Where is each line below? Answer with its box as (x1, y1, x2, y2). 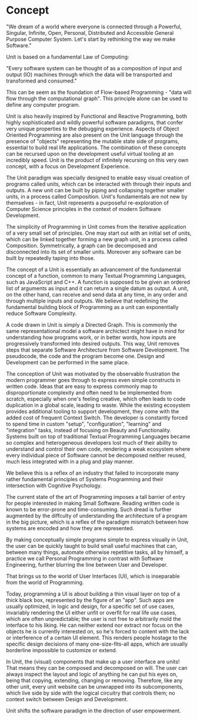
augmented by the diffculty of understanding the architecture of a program (6, 512, 187, 519)
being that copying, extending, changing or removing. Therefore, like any (6, 676, 183, 684)
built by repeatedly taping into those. (6, 254, 95, 261)
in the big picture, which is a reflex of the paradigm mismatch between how (6, 518, 189, 525)
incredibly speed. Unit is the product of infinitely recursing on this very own (6, 156, 189, 163)
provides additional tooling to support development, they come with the (6, 407, 179, 415)
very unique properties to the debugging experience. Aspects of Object (6, 125, 179, 132)
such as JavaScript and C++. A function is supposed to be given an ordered (6, 278, 190, 285)
